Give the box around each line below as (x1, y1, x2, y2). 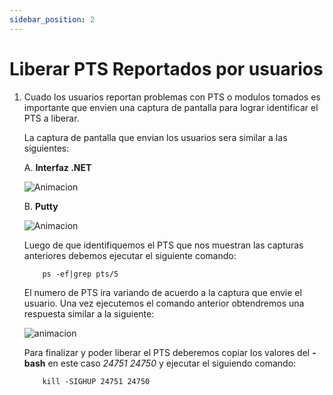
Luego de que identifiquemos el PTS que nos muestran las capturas (23, 239, 304, 251)
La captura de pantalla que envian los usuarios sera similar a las (23, 131, 288, 143)
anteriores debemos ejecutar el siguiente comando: (23, 249, 237, 261)
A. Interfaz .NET (23, 161, 92, 173)
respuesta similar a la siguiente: (23, 307, 155, 320)
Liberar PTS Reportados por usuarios (9, 57, 324, 80)
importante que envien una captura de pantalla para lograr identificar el (23, 101, 319, 113)
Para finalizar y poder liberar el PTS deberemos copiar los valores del (23, 346, 311, 358)
